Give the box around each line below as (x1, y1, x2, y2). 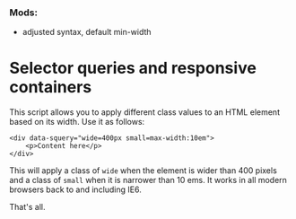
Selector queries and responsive (9, 58, 257, 78)
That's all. (9, 202, 46, 213)
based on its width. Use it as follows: (9, 117, 145, 127)
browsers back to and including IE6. (9, 184, 142, 195)
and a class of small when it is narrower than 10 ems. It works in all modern (9, 175, 287, 186)
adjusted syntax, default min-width (22, 27, 152, 38)
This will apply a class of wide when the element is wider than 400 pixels (9, 165, 278, 176)
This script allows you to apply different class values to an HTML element (9, 107, 281, 118)
